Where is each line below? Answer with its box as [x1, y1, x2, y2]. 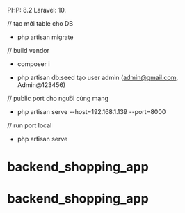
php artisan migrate [17, 33, 74, 41]
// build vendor [7, 47, 50, 54]
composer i [17, 60, 50, 68]
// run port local [7, 121, 52, 129]
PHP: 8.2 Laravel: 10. [7, 6, 67, 14]
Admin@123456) [17, 81, 66, 89]
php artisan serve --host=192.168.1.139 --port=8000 [17, 108, 166, 116]
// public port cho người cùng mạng [7, 94, 109, 102]
